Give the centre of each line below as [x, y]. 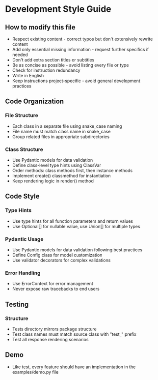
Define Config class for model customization [57, 255]
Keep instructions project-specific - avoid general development [76, 81]
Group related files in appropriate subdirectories [61, 137]
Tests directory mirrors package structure [54, 329]
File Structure [22, 116]
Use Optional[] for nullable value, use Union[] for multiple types [76, 226]
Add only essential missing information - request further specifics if [80, 49]
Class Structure [24, 149]
